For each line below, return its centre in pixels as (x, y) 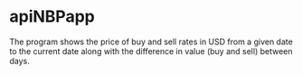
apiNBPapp (52, 17)
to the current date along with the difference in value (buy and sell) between (151, 51)
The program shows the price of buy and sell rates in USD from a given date (151, 42)
